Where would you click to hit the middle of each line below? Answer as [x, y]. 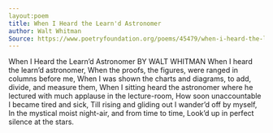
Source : [22, 39]
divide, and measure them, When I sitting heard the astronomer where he [131, 88]
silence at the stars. [41, 122]
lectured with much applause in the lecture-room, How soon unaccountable [135, 96]
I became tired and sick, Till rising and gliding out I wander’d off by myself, [133, 105]
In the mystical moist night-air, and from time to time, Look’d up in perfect [131, 114]
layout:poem [28, 16]
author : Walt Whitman [45, 31]
